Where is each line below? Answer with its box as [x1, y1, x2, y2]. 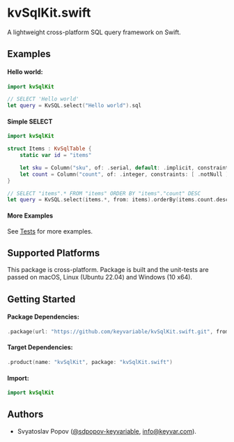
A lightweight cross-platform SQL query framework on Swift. [7, 28, 181, 36]
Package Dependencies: [7, 312, 80, 321]
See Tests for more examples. [7, 227, 93, 235]
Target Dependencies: [7, 343, 73, 351]
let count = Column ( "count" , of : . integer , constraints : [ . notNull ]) [19, 171, 232, 178]
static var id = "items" [19, 152, 92, 159]
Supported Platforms [7, 247, 100, 259]
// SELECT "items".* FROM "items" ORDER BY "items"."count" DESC [7, 190, 201, 197]
